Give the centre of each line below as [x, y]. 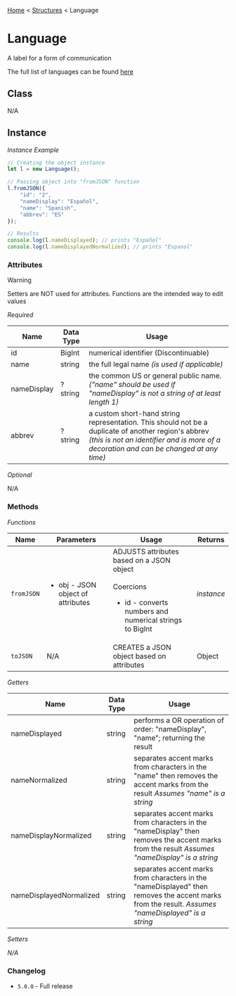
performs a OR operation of [179, 720]
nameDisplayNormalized [51, 835]
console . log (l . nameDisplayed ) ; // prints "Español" [84, 241]
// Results [23, 234]
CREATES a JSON [142, 647]
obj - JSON [78, 585]
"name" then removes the [176, 775]
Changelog [26, 971]
